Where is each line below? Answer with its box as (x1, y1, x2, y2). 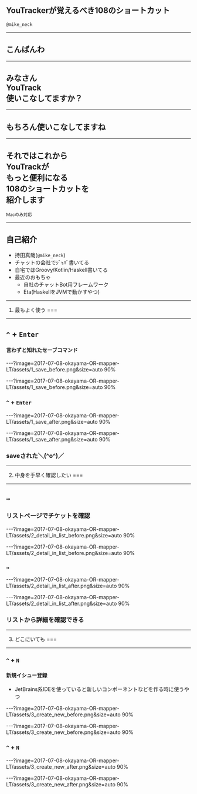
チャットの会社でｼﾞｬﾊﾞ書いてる (14, 258, 90, 266)
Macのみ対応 (6, 212, 32, 218)
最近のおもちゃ (14, 273, 51, 281)
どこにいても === (14, 636, 57, 643)
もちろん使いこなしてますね (6, 122, 106, 132)
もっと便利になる (6, 172, 68, 182)
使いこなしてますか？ (6, 94, 83, 104)
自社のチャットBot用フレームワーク (23, 281, 109, 288)
